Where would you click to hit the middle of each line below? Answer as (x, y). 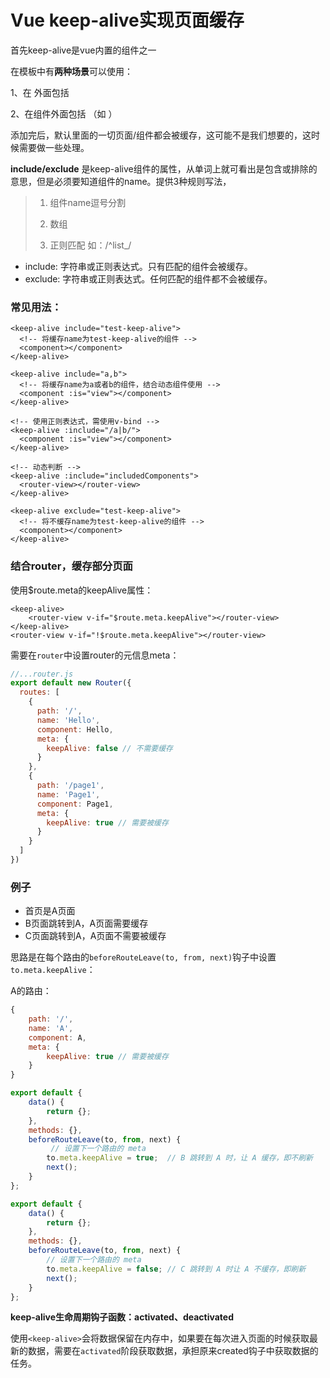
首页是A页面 (50, 911)
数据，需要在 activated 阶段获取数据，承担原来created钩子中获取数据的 (173, 1351)
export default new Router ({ (71, 683)
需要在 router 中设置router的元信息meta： (95, 655)
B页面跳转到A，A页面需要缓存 (86, 923)
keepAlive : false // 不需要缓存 (109, 748)
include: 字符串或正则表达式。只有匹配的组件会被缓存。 (138, 266)
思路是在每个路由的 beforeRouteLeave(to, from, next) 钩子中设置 (143, 957)
